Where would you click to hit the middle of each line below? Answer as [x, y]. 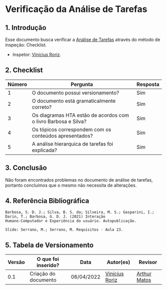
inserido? [48, 266]
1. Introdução [26, 28]
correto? [42, 107]
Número [17, 84]
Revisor [148, 262]
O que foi [48, 259]
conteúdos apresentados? [62, 136]
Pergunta [82, 84]
